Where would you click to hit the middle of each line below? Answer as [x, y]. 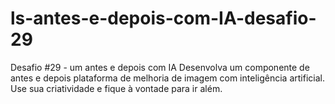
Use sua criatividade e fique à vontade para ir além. [116, 88]
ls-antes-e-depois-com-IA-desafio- [163, 18]
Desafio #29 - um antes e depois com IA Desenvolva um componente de [160, 67]
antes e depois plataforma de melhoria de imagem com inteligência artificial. [167, 78]
